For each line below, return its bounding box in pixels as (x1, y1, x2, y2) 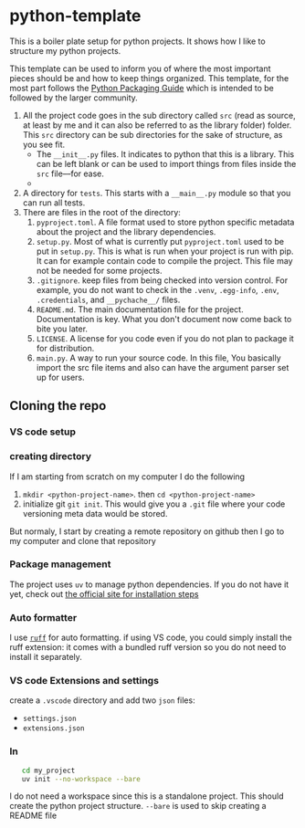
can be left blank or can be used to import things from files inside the (36, 158, 297, 169)
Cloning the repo (9, 398, 107, 414)
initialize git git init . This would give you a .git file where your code (22, 498, 286, 509)
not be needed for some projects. (36, 265, 163, 276)
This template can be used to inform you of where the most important (9, 63, 271, 74)
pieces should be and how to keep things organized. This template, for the (9, 72, 289, 83)
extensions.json (22, 724, 85, 733)
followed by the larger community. (9, 92, 139, 103)
